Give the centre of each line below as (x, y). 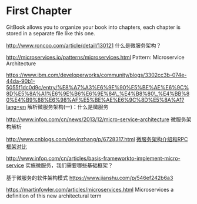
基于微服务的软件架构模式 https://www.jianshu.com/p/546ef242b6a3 (90, 178)
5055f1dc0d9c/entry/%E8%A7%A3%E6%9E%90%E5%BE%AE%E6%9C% (98, 87)
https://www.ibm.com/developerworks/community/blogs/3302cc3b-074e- (96, 75)
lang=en (16, 106)
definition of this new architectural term (54, 196)
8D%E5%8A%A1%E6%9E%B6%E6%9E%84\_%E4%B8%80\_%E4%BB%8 (98, 93)
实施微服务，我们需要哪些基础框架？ (69, 165)
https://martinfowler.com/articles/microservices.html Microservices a (90, 189)
